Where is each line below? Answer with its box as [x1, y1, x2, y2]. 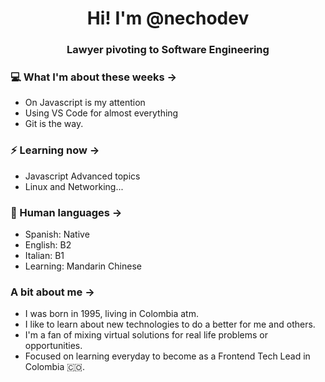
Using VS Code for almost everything [24, 107, 179, 119]
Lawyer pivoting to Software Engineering [66, 43, 270, 57]
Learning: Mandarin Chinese [24, 260, 142, 272]
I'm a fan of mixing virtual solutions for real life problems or [24, 329, 268, 341]
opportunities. [24, 340, 83, 352]
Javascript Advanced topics [24, 170, 141, 182]
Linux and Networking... [24, 180, 124, 192]
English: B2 [24, 239, 72, 251]
